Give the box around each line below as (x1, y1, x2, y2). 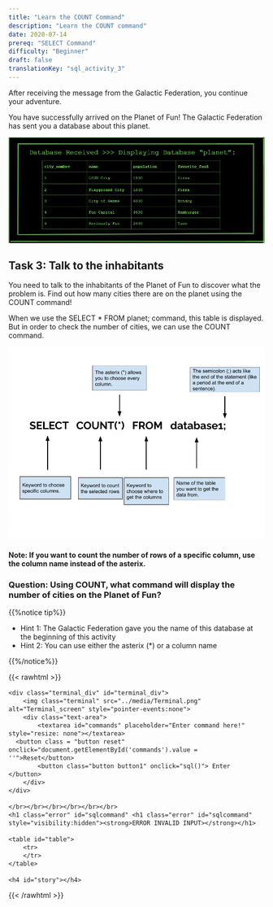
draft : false (8, 56, 53, 64)
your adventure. (8, 96, 63, 106)
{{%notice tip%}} (8, 608, 67, 617)
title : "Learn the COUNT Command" (8, 13, 126, 21)
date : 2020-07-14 (8, 30, 67, 38)
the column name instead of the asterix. (8, 558, 146, 569)
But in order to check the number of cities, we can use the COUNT (8, 322, 232, 332)
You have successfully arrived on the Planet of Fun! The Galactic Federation (8, 112, 262, 122)
